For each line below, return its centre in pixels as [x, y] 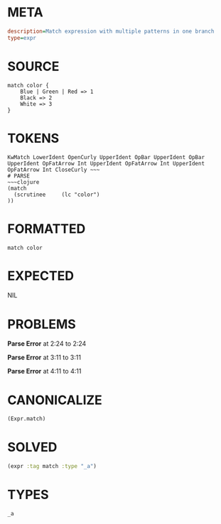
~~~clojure [23, 182]
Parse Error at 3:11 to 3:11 [44, 357]
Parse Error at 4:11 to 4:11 [44, 371]
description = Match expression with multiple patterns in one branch [111, 31]
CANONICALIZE [55, 400]
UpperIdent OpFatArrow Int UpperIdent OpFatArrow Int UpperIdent [106, 163]
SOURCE [33, 66]
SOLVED [32, 447]
